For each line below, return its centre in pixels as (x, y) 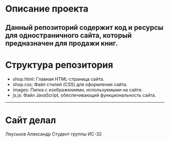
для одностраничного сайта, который (69, 35)
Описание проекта (47, 9)
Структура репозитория (59, 65)
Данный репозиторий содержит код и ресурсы (84, 28)
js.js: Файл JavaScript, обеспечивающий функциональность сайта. (84, 95)
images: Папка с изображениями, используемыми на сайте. (78, 89)
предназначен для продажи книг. (61, 43)
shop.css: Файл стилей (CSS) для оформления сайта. (70, 84)
